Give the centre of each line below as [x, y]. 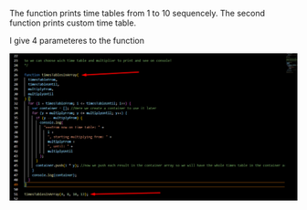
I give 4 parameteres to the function [77, 41]
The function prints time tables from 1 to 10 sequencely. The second [137, 13]
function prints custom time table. [73, 23]
